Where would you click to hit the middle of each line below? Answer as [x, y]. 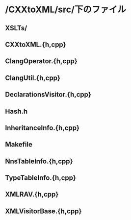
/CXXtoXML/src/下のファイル [66, 10]
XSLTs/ [16, 28]
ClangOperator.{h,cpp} [41, 61]
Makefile [19, 145]
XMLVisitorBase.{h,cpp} [43, 211]
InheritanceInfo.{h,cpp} [42, 128]
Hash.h [16, 111]
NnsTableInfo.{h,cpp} [39, 161]
